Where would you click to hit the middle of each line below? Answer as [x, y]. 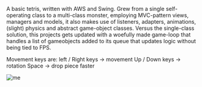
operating [19, 15]
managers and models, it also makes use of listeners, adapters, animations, [101, 22]
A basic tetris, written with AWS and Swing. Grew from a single [85, 9]
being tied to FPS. [29, 47]
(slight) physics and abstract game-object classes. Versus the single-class [100, 28]
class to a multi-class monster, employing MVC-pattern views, [110, 15]
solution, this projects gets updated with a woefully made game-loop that [99, 35]
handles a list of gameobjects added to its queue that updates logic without [101, 41]
